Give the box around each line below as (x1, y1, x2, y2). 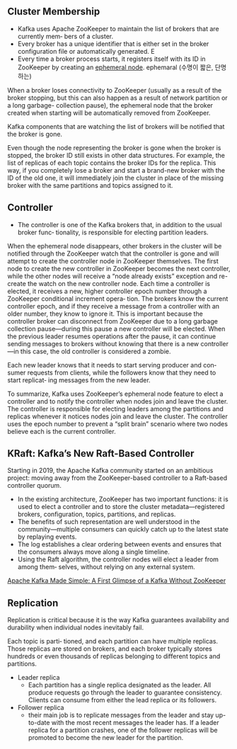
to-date (28, 719, 50, 727)
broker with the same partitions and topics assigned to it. (7, 181, 173, 190)
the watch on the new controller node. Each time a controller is (27, 279, 211, 287)
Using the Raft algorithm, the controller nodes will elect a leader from (17, 555, 219, 564)
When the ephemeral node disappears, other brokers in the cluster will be (7, 241, 222, 250)
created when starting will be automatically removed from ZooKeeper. (7, 108, 211, 117)
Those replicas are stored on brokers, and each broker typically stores (7, 644, 212, 653)
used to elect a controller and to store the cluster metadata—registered (17, 503, 225, 511)
